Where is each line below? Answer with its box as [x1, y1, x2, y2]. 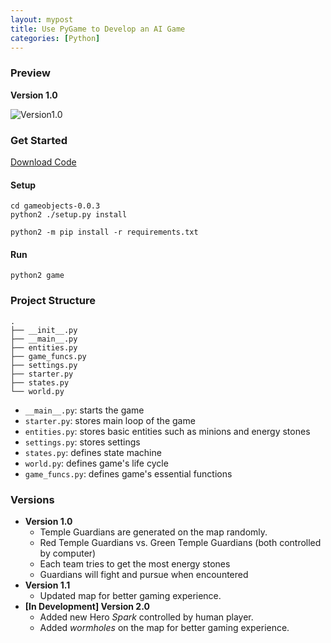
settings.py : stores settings [24, 436, 141, 448]
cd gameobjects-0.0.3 [10, 201, 101, 211]
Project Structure [10, 294, 96, 308]
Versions [10, 492, 55, 506]
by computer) [39, 547, 97, 559]
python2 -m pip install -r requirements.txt [10, 227, 199, 238]
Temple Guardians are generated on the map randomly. [39, 526, 268, 538]
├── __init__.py [10, 325, 78, 335]
